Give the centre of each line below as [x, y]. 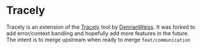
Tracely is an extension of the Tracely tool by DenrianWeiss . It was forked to [101, 27]
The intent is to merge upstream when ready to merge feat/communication [98, 39]
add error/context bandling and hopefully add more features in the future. [97, 33]
